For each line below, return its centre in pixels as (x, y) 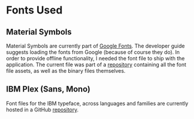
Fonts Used (34, 10)
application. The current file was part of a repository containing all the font (96, 64)
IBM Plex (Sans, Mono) (48, 89)
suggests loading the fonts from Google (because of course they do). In (93, 52)
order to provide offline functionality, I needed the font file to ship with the (96, 58)
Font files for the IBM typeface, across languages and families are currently (97, 103)
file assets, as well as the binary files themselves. (66, 71)
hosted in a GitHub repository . (42, 110)
